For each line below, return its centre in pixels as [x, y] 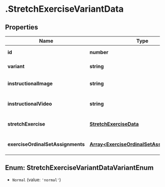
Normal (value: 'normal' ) [37, 180]
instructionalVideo [30, 104]
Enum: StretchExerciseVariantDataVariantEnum [79, 168]
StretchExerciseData [114, 124]
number [99, 52]
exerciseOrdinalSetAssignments [46, 144]
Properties [22, 27]
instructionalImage [30, 83]
